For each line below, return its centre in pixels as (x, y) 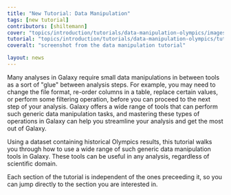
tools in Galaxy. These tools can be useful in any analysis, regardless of (108, 156)
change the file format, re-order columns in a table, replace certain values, (113, 92)
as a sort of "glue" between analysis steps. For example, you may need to (111, 84)
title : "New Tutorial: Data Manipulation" (69, 13)
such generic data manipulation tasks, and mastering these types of (103, 113)
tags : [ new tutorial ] (38, 20)
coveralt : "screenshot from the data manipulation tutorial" (97, 45)
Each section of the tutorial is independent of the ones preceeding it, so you (114, 176)
